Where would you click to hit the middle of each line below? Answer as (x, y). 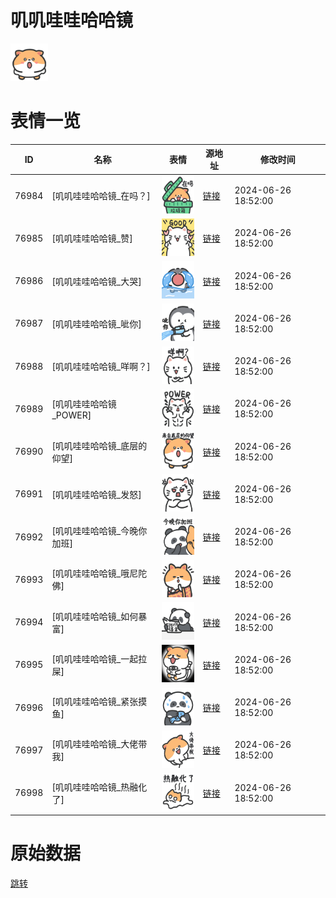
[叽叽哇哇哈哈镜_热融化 (99, 787)
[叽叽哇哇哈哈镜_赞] (92, 238)
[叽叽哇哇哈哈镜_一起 (95, 658)
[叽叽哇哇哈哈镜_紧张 (95, 702)
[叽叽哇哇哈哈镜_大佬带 (99, 744)
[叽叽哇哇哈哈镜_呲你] (96, 323)
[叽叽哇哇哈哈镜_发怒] (96, 494)
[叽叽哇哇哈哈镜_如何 (95, 616)
